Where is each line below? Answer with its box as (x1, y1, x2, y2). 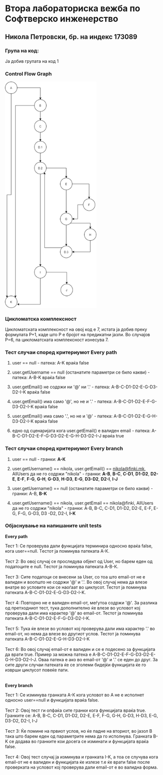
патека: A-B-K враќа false (12, 375, 66, 380)
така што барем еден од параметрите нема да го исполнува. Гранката (5, 733, 152, 739)
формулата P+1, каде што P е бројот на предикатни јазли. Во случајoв (5, 331, 150, 337)
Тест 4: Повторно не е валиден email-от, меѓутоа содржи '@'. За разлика (5, 599, 158, 606)
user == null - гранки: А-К (12, 456, 66, 462)
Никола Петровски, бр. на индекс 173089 (5, 33, 138, 41)
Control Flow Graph (5, 70, 52, 77)
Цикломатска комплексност (5, 315, 77, 322)
